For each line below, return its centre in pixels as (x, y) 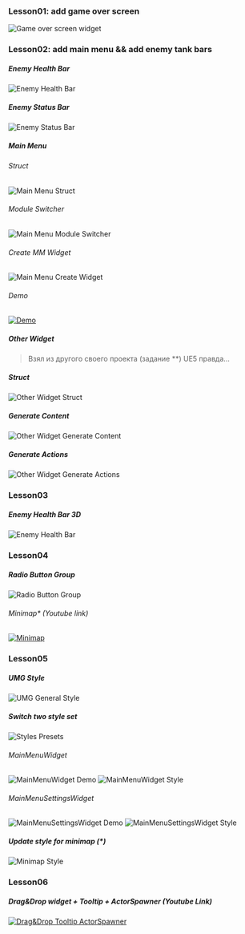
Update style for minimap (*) (57, 841)
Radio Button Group (42, 574)
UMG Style (27, 677)
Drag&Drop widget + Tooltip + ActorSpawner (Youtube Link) (110, 901)
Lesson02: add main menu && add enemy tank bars (110, 50)
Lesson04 (28, 556)
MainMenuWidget (38, 754)
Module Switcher (36, 209)
